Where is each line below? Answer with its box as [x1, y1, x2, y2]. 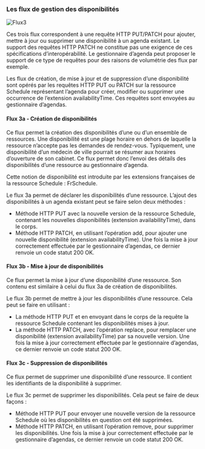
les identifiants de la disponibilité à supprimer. [6, 379, 122, 387]
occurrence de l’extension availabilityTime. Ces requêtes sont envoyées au [6, 94, 195, 102]
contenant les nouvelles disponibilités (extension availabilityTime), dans [15, 216, 196, 223]
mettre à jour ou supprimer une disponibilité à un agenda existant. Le [6, 37, 180, 45]
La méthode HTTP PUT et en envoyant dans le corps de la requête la [15, 313, 189, 320]
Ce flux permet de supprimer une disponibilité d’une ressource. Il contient [6, 373, 192, 380]
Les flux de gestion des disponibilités [6, 5, 119, 13]
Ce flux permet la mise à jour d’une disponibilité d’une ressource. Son [6, 276, 182, 283]
